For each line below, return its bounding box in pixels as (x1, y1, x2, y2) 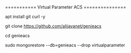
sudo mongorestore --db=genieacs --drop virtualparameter (5, 42, 126, 48)
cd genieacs (5, 33, 30, 38)
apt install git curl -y (5, 14, 45, 19)
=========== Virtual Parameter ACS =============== (5, 4, 126, 10)
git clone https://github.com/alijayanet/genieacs (5, 23, 102, 29)
